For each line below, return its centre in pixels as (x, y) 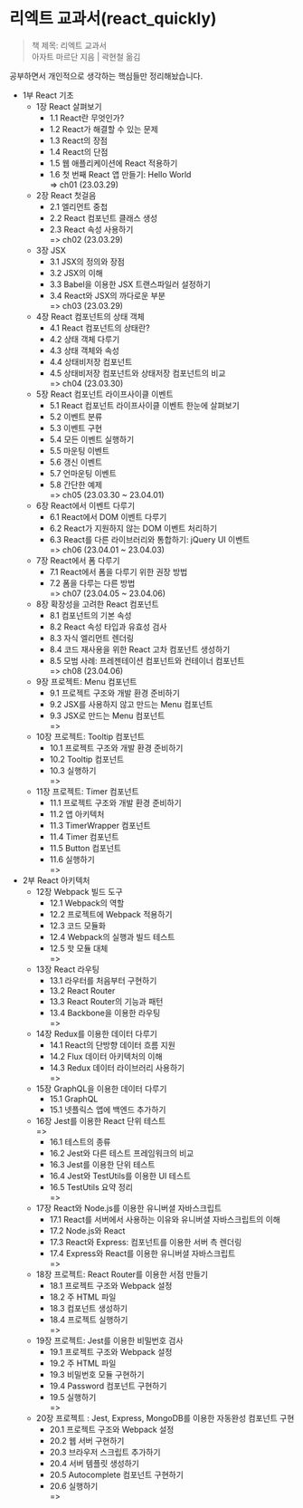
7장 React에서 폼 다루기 (78, 560)
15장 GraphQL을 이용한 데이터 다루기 (101, 1089)
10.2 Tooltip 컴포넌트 (87, 759)
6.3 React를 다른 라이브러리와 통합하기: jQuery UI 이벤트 (150, 539)
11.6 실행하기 (72, 859)
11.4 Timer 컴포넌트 (84, 836)
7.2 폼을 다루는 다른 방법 (92, 583)
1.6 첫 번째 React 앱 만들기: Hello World (120, 174)
